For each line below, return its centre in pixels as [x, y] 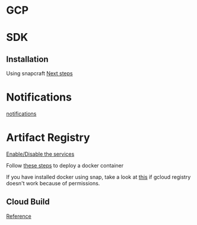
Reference [19, 216]
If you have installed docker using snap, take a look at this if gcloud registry [99, 177]
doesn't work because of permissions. [53, 184]
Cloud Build [28, 202]
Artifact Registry [48, 138]
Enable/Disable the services [40, 154]
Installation [27, 59]
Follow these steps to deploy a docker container [65, 166]
